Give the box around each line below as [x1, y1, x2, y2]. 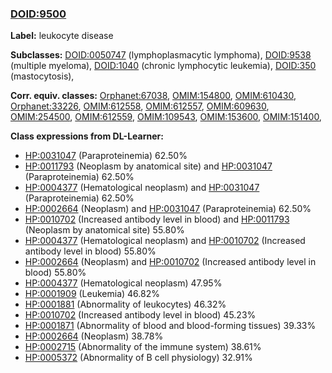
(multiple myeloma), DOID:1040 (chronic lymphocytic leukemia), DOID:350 [10, 60, 317, 72]
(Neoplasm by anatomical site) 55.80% [24, 224, 185, 236]
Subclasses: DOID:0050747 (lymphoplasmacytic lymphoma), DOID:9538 [10, 49, 312, 61]
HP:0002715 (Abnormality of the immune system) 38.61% [24, 341, 262, 353]
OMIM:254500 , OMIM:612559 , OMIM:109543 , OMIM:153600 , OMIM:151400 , [10, 111, 322, 123]
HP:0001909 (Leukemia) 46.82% [24, 288, 160, 300]
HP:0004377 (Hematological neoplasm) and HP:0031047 [24, 182, 260, 194]
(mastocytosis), [10, 70, 75, 82]
